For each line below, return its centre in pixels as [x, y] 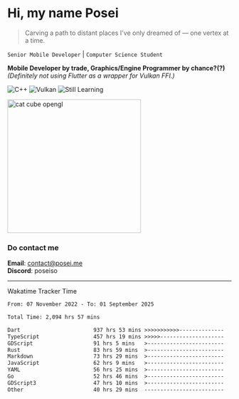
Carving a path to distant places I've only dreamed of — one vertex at [127, 33]
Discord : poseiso [33, 271]
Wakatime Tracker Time [42, 291]
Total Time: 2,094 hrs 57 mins [54, 317]
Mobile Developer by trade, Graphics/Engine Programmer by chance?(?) [116, 68]
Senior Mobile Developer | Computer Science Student [85, 54]
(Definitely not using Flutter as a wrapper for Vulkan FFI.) [91, 76]
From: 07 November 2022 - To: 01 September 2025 [81, 304]
